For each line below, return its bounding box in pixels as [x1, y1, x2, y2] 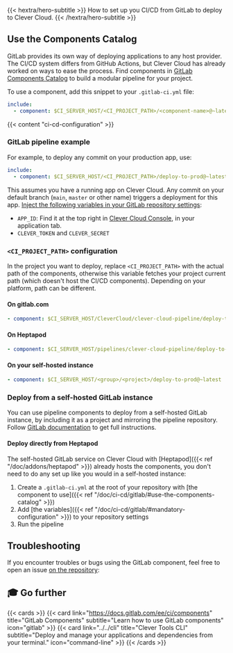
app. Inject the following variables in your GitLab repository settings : [7, 200, 202, 209]
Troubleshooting [7, 540, 81, 552]
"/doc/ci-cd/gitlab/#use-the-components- [94, 490, 215, 499]
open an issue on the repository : [7, 566, 100, 574]
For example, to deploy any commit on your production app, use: [7, 153, 192, 161]
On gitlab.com [7, 300, 49, 308]
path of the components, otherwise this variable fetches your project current [7, 269, 226, 277]
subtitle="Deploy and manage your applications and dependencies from [7, 631, 214, 639]
